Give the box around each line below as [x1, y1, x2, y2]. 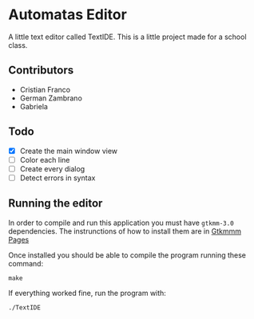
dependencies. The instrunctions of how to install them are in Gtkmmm [8, 226, 242, 236]
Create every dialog [19, 163, 85, 173]
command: [8, 258, 44, 268]
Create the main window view [19, 146, 118, 156]
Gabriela [19, 101, 48, 111]
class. [8, 40, 28, 49]
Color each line [19, 155, 70, 164]
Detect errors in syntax [19, 173, 96, 183]
